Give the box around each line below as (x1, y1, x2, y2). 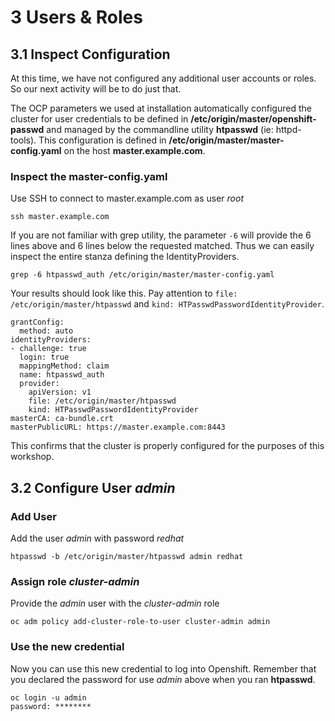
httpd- (275, 124, 302, 135)
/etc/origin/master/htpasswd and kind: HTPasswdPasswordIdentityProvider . (10, 298, 325, 310)
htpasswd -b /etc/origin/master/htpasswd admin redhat (10, 551, 244, 561)
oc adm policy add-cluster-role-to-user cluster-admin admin (10, 617, 271, 627)
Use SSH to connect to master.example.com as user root (10, 192, 244, 205)
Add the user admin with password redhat (10, 532, 185, 544)
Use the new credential (10, 640, 125, 654)
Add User (10, 509, 57, 523)
